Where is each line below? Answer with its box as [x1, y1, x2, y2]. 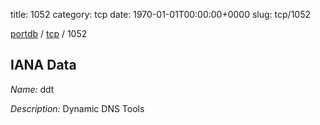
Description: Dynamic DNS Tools [10, 102, 145, 114]
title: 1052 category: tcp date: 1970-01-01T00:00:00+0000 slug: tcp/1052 [10, 9, 312, 20]
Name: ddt [10, 83, 55, 95]
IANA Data [10, 57, 77, 74]
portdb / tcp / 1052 [10, 28, 88, 39]
